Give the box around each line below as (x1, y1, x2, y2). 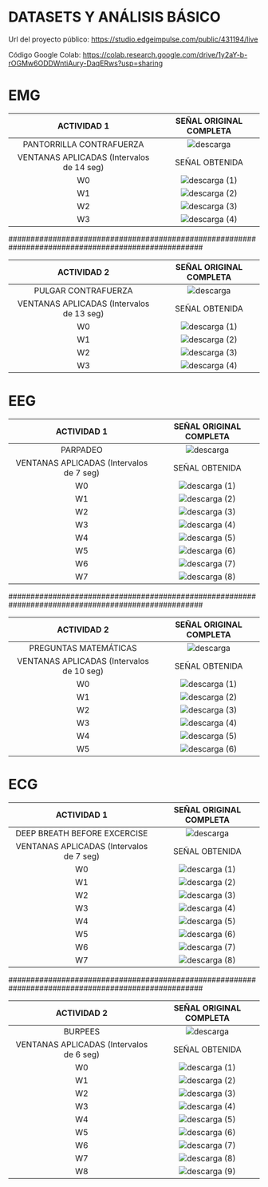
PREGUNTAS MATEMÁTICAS (29, 642, 137, 653)
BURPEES (63, 1026, 100, 1037)
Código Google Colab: (8, 50, 81, 59)
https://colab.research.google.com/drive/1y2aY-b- (82, 50, 248, 59)
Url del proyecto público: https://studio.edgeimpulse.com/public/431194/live (8, 34, 258, 44)
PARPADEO (61, 444, 104, 455)
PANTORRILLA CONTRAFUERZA (22, 138, 144, 149)
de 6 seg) (63, 1049, 100, 1060)
